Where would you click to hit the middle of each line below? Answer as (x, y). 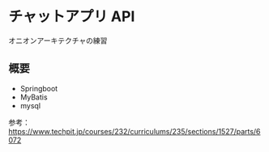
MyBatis (34, 97)
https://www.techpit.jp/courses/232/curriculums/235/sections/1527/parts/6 (134, 131)
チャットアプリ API (72, 17)
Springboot (39, 88)
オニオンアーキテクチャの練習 (58, 40)
